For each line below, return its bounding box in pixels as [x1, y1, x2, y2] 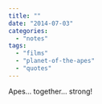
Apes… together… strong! [8, 86, 93, 96]
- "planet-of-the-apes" [15, 57, 95, 65]
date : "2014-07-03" [8, 19, 74, 27]
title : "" [8, 11, 42, 20]
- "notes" [15, 34, 48, 43]
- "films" [15, 49, 48, 57]
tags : [8, 42, 27, 50]
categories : [8, 27, 48, 35]
